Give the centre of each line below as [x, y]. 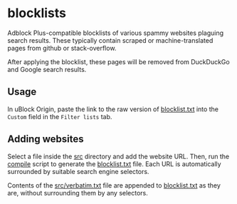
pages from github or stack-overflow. [62, 48]
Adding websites [46, 139]
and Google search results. [47, 69]
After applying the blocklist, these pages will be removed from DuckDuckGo [118, 61]
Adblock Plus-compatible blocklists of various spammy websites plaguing [116, 33]
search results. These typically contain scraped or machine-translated [110, 40]
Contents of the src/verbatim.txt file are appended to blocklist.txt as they [114, 185]
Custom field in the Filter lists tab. [60, 116]
